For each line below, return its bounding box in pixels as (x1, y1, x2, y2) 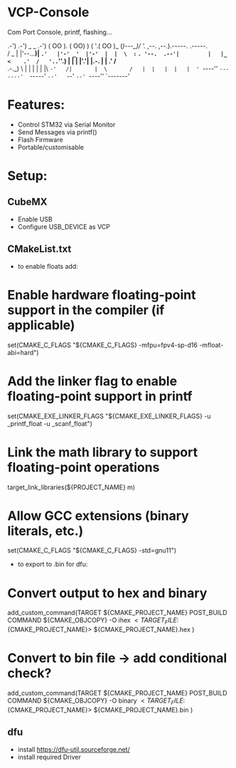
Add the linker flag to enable (7, 373, 178, 389)
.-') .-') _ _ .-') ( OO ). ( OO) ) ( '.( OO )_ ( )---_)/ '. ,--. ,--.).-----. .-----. (7, 41, 208, 50)
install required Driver (17, 752, 82, 761)
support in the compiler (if (7, 302, 165, 318)
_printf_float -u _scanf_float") (7, 419, 92, 427)
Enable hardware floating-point (7, 287, 196, 303)
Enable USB (17, 215, 53, 223)
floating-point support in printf (7, 388, 193, 404)
